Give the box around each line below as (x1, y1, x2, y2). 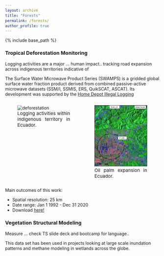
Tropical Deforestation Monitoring (5, 49, 88, 56)
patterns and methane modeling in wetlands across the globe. (5, 245, 130, 251)
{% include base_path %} (5, 37, 57, 44)
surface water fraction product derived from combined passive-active (5, 81, 146, 87)
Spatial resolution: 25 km (12, 197, 63, 203)
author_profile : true (5, 23, 49, 28)
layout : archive (5, 8, 38, 13)
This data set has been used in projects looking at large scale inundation (5, 240, 151, 246)
